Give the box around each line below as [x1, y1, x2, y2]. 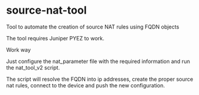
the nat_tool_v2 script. [6, 64, 60, 71]
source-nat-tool [6, 4, 87, 17]
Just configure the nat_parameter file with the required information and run [6, 58, 191, 65]
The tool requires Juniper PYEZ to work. [6, 34, 104, 42]
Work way [6, 46, 31, 53]
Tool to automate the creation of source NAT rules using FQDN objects [6, 23, 180, 30]
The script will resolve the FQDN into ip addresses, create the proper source [6, 75, 194, 83]
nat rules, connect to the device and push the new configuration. [6, 81, 165, 89]
